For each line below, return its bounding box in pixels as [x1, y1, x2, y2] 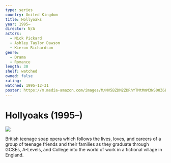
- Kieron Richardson [10, 45, 53, 50]
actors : [5, 31, 22, 36]
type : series [5, 7, 33, 13]
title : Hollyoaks [5, 17, 42, 22]
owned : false [5, 74, 33, 79]
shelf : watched [5, 69, 38, 74]
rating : [5, 78, 22, 83]
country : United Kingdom [5, 12, 58, 17]
